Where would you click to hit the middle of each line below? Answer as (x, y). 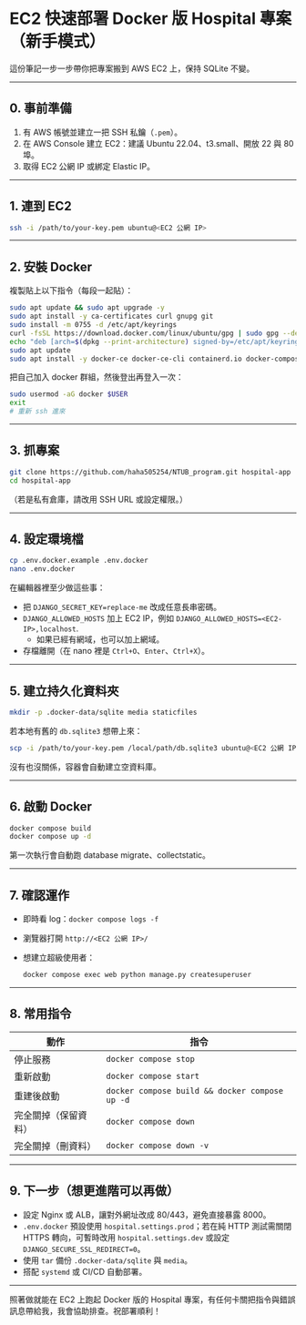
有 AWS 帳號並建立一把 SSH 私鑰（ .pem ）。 (102, 132)
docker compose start (153, 1076)
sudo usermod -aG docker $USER (69, 394)
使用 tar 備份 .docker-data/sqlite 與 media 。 (107, 1260)
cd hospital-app (40, 480)
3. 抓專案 (35, 450)
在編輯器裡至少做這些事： (57, 587)
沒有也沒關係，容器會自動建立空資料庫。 (85, 767)
